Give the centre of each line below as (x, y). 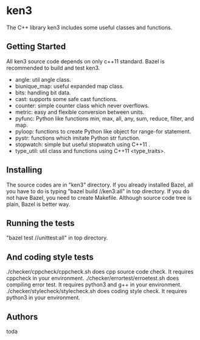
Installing (24, 170)
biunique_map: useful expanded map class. (70, 86)
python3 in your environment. (43, 298)
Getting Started (36, 47)
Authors (22, 317)
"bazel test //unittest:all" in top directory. (57, 238)
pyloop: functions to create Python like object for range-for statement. (103, 131)
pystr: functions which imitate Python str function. (78, 138)
